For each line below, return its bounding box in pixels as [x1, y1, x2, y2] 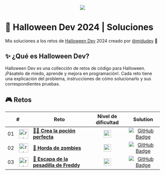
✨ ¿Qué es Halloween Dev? [5, 52, 90, 60]
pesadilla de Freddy [32, 162, 80, 169]
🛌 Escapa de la [32, 155, 68, 162]
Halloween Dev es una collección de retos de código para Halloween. [5, 65, 146, 71]
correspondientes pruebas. [5, 81, 60, 87]
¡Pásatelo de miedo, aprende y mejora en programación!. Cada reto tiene [5, 70, 152, 76]
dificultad [95, 119, 119, 126]
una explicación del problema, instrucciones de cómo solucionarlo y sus [5, 76, 151, 82]
